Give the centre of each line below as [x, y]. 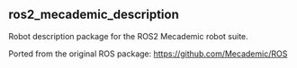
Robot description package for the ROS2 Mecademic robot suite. [128, 36]
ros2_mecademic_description [94, 15]
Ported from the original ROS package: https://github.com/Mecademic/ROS [148, 54]
